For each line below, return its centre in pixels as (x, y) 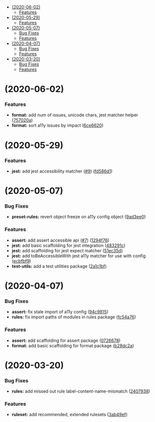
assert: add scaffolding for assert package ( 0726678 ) (66, 340)
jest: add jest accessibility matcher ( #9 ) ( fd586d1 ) (62, 171)
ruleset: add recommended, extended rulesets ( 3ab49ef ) (69, 415)
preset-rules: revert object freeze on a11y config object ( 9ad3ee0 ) (79, 217)
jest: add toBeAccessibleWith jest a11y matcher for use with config (79, 256)
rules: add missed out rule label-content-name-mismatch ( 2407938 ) (81, 391)
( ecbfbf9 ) (21, 261)
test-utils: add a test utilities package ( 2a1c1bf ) (59, 266)
